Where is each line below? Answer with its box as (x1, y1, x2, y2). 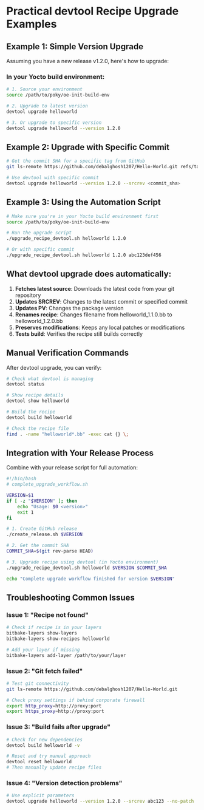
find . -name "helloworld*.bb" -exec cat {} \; (6, 431, 129, 437)
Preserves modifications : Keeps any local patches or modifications (15, 324, 185, 331)
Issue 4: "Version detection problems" (6, 778, 123, 787)
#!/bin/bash (6, 475, 36, 482)
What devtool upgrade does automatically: (6, 269, 172, 279)
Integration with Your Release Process (6, 448, 154, 458)
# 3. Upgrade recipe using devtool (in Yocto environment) (6, 559, 159, 565)
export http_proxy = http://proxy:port (6, 703, 102, 709)
